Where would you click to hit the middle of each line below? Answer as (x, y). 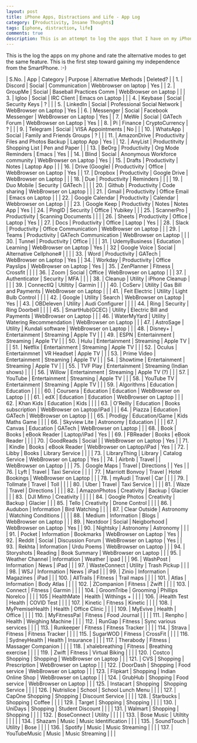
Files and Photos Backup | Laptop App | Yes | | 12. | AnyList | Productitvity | (97, 142)
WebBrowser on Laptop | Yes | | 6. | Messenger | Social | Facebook (87, 110)
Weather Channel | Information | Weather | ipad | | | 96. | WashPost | (89, 559)
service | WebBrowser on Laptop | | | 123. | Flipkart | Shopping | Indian (91, 671)
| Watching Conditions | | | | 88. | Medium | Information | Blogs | (83, 515)
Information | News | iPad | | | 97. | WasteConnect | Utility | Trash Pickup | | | (98, 565)
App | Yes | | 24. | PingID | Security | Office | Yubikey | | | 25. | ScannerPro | (97, 210)
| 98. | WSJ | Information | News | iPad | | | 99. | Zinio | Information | (88, 571)
